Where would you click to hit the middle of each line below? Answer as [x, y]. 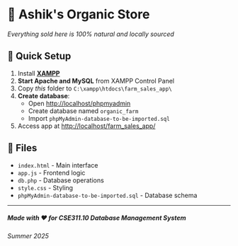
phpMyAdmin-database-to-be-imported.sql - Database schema [107, 195]
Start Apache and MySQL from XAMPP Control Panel [96, 81]
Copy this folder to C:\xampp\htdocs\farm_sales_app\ [95, 88]
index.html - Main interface [58, 165]
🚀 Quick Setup [39, 56]
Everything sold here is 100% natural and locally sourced [91, 34]
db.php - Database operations [61, 180]
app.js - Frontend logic [51, 172]
